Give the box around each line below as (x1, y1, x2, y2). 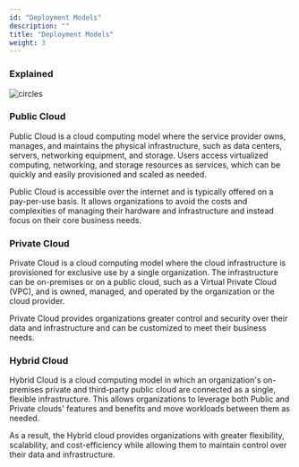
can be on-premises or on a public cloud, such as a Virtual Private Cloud (9, 277, 278, 288)
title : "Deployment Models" (9, 30, 115, 39)
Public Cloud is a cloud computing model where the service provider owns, (9, 131, 286, 142)
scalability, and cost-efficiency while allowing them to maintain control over (9, 440, 287, 451)
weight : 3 (9, 38, 47, 48)
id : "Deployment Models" (9, 13, 102, 22)
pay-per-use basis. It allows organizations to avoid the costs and (9, 195, 248, 206)
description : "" (9, 22, 70, 30)
